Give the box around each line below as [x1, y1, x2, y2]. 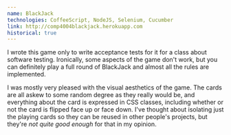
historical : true [7, 29, 57, 37]
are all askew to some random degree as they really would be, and [7, 91, 195, 99]
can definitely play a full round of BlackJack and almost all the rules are [7, 63, 210, 71]
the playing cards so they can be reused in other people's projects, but [7, 113, 208, 121]
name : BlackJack [7, 10, 54, 17]
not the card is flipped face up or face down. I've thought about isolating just [7, 105, 224, 114]
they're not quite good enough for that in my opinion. [7, 120, 157, 128]
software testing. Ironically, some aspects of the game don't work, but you [7, 56, 218, 64]
